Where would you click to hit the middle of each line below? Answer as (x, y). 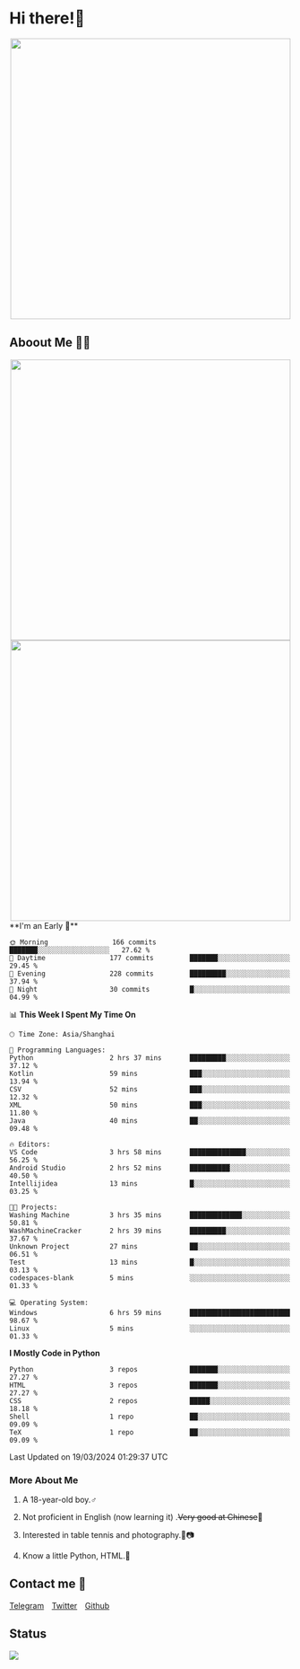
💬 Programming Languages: (57, 1050)
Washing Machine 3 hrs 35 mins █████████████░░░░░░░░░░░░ (150, 1215)
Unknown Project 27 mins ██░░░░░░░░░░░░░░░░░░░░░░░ (150, 1246)
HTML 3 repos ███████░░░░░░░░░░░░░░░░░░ (150, 1385)
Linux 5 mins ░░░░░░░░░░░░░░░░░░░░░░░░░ (150, 1329)
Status (28, 1634)
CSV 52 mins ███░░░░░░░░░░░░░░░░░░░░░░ (150, 1089)
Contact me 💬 (48, 1584)
